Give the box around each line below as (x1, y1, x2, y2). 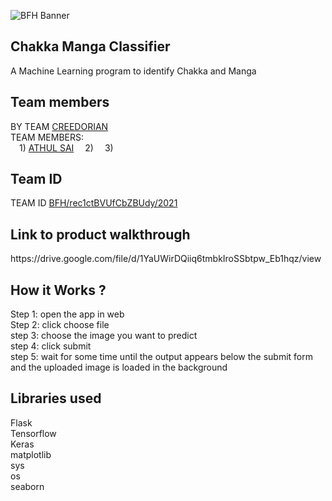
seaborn (10, 480, 45, 492)
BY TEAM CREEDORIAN (10, 120, 109, 132)
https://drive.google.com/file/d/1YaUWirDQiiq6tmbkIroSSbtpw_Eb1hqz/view (10, 253, 322, 265)
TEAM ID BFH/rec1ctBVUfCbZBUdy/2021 (10, 197, 178, 209)
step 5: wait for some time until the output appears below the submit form (10, 351, 314, 363)
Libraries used (10, 390, 102, 407)
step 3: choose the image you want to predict (10, 330, 198, 342)
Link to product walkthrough (10, 226, 191, 243)
